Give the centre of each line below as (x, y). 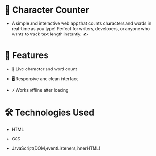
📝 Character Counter (47, 10)
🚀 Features (27, 56)
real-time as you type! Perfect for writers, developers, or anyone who (81, 28)
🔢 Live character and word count (44, 69)
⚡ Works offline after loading (40, 90)
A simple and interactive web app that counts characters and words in (81, 23)
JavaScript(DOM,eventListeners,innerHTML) (56, 148)
